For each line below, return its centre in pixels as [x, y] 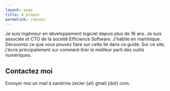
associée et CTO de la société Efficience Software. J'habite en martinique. [83, 39]
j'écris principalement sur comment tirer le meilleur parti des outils [75, 50]
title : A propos [22, 15]
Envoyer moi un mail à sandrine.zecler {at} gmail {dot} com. [68, 83]
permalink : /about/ [26, 19]
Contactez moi [29, 71]
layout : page [19, 10]
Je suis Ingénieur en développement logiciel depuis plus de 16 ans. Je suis [83, 34]
